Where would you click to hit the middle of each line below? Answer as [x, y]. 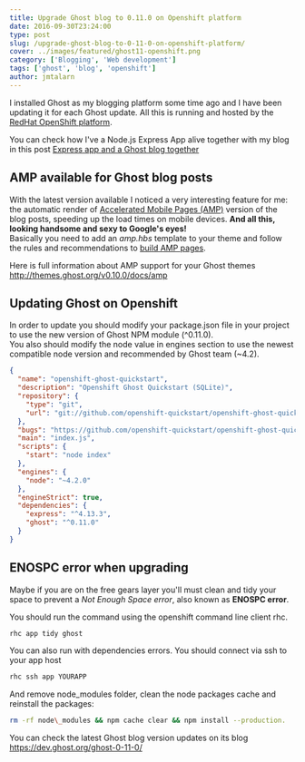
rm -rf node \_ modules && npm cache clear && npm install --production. [148, 721]
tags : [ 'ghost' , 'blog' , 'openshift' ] [83, 69]
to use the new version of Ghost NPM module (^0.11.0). [112, 335]
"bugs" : [32, 430]
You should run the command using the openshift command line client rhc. [149, 617]
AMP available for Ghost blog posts [111, 178]
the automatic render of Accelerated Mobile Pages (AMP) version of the [144, 209]
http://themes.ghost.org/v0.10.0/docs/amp [89, 275]
